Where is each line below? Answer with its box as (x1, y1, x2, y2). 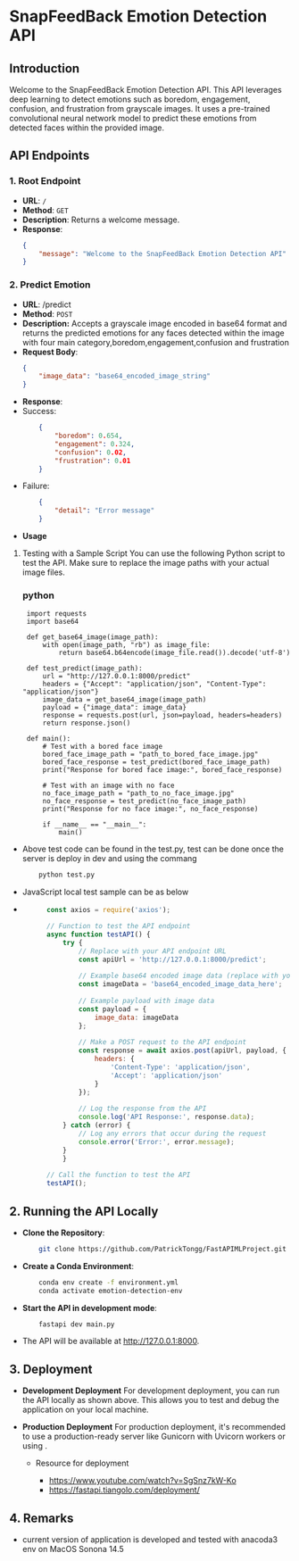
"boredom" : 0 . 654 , (54, 431, 123, 441)
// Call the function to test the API (46, 1171, 191, 1180)
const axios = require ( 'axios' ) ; (46, 906, 171, 915)
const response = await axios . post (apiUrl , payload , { (79, 1046, 287, 1055)
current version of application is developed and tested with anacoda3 (21, 1534, 278, 1545)
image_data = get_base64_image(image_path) (42, 695, 207, 704)
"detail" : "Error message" (54, 506, 155, 515)
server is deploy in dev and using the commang (21, 853, 198, 864)
